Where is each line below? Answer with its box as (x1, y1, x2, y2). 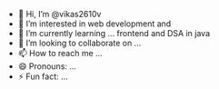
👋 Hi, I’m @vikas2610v (17, 9, 102, 19)
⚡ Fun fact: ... (17, 71, 68, 82)
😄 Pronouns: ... (17, 61, 77, 72)
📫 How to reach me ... (17, 48, 103, 58)
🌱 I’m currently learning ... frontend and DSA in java (17, 28, 211, 38)
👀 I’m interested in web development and (17, 18, 172, 29)
